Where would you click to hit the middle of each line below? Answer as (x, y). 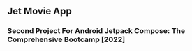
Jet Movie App (39, 11)
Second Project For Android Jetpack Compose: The (96, 31)
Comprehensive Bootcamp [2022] (66, 39)
